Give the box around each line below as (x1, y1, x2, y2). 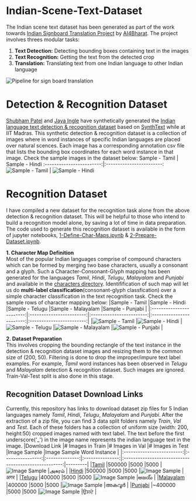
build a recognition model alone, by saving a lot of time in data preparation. (6, 219, 187, 226)
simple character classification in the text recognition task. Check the (6, 293, 173, 300)
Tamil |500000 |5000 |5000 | (91, 461, 162, 468)
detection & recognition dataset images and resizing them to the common (6, 347, 183, 355)
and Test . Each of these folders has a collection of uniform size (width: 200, (6, 423, 189, 431)
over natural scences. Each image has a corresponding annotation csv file (6, 142, 185, 149)
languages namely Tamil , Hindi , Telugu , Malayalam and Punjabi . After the (6, 411, 183, 418)
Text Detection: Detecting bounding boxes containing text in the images (14, 47, 189, 54)
